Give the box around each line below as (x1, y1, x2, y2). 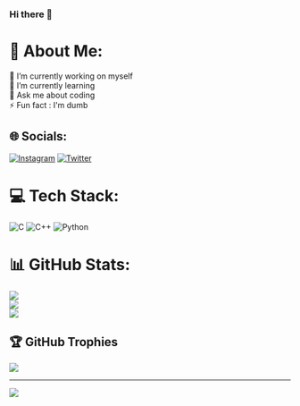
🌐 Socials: (9, 129, 68, 144)
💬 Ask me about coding (9, 89, 96, 100)
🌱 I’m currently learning (9, 80, 96, 90)
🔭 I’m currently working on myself (9, 71, 134, 81)
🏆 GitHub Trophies (9, 334, 119, 350)
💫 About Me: (9, 41, 104, 62)
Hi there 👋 (9, 8, 54, 21)
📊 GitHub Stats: (9, 254, 131, 275)
